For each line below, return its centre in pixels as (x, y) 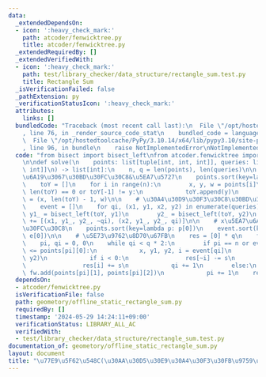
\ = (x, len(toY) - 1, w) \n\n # (81, 199)
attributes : (35, 111)
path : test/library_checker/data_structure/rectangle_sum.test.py (134, 74)
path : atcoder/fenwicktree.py (72, 38)
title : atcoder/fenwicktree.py (74, 45)
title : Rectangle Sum (58, 81)
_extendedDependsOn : (49, 23)
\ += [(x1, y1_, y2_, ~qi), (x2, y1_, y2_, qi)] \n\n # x (123, 221)
